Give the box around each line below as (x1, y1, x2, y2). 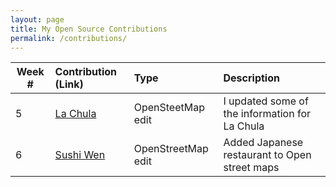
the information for (223, 107, 312, 121)
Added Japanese (223, 136, 304, 150)
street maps (223, 161, 280, 175)
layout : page (10, 14, 65, 25)
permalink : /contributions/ (10, 33, 128, 43)
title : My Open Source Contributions (10, 24, 168, 34)
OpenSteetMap (133, 101, 205, 115)
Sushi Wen (54, 148, 106, 162)
